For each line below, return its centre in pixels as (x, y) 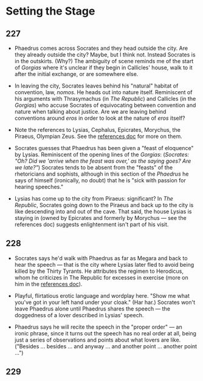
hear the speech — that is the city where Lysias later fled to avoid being (104, 264)
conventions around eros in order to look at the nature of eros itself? (100, 118)
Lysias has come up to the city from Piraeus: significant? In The (94, 198)
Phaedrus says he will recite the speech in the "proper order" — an (98, 327)
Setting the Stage (50, 11)
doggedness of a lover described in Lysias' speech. (79, 315)
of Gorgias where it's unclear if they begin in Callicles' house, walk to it (103, 67)
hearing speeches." (39, 187)
